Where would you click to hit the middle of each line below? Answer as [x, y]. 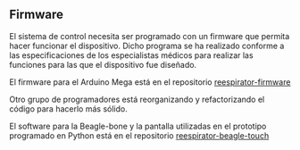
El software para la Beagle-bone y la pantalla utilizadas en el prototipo [138, 126]
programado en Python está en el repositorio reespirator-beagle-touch [139, 135]
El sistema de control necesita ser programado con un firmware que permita [150, 36]
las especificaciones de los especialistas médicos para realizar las [131, 55]
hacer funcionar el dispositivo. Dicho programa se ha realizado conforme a [147, 46]
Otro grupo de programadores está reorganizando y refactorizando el [137, 99]
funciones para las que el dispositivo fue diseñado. [103, 64]
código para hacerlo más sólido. [68, 108]
